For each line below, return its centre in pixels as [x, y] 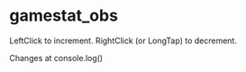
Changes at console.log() [56, 58]
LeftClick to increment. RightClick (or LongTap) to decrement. [123, 40]
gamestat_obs [64, 16]
